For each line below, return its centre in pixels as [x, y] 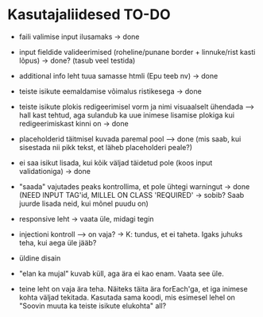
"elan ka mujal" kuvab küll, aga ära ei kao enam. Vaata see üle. [121, 273]
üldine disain [40, 258]
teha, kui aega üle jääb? [58, 242]
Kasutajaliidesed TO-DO [89, 15]
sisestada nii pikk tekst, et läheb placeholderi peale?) [105, 147]
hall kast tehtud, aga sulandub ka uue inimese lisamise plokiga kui [127, 115]
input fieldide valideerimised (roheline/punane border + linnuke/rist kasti [137, 52]
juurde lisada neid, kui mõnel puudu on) [83, 203]
